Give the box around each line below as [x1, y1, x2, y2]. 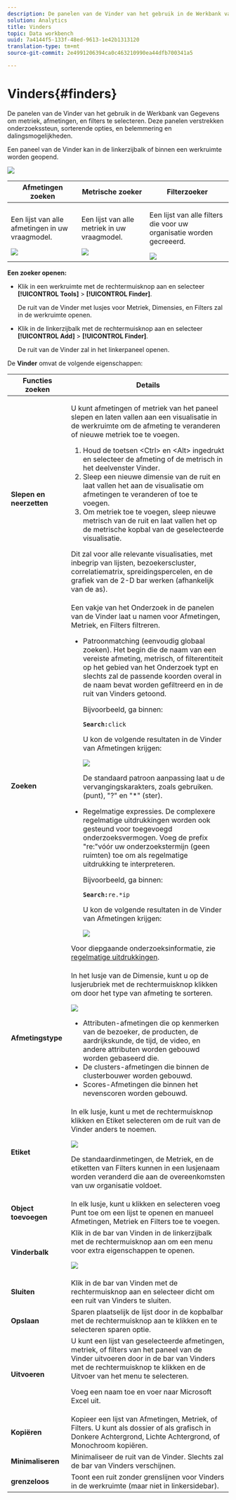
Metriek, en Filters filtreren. [71, 620, 160, 630]
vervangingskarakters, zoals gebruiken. [83, 781, 214, 791]
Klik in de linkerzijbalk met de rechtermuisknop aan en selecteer [17, 324, 203, 332]
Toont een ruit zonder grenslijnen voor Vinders [71, 1472, 225, 1482]
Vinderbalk [11, 1247, 49, 1257]
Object [11, 1203, 34, 1213]
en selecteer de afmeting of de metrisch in [83, 454, 223, 464]
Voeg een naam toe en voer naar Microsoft [71, 1387, 212, 1397]
